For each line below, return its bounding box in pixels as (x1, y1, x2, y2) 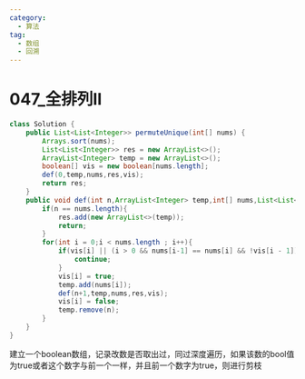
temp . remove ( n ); (57, 305, 120, 314)
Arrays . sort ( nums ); (42, 136, 116, 145)
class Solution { (9, 120, 75, 129)
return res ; (42, 179, 88, 188)
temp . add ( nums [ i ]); (57, 280, 132, 289)
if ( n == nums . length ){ (42, 204, 128, 214)
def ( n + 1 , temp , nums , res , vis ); (57, 288, 169, 298)
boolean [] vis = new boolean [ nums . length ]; (42, 162, 209, 171)
